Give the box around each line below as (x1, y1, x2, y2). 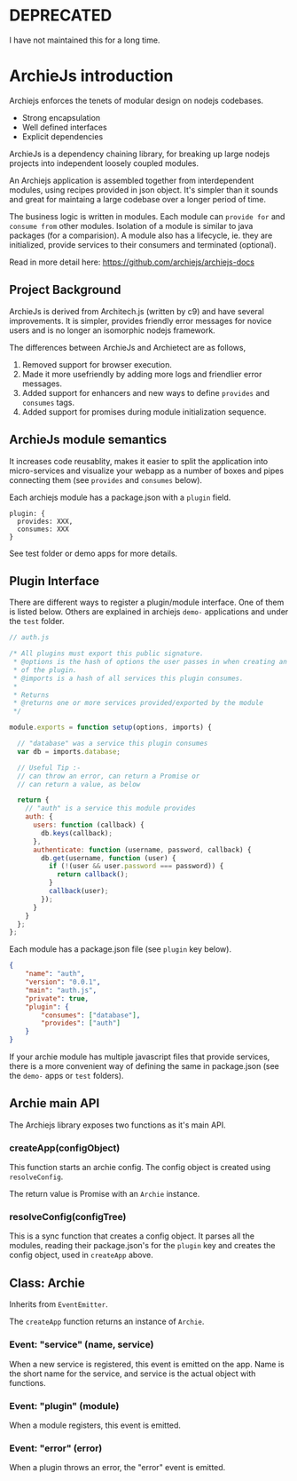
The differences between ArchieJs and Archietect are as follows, (9, 342, 246, 352)
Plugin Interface (9, 574, 100, 589)
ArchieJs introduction (9, 66, 174, 86)
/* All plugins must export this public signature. (9, 649, 204, 658)
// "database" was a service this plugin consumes (17, 739, 208, 748)
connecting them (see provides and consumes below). (9, 474, 202, 485)
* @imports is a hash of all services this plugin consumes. (12, 674, 244, 683)
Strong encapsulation (21, 112, 101, 123)
